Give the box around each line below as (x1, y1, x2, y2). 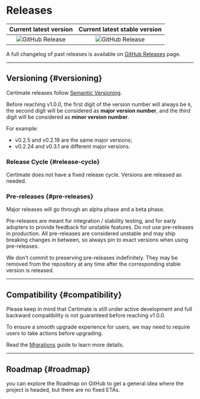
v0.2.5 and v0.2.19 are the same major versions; (14, 136, 133, 144)
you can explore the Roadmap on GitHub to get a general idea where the (6, 379, 184, 387)
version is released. (6, 267, 55, 274)
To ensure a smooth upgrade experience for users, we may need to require (6, 323, 190, 331)
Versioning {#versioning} (6, 73, 102, 83)
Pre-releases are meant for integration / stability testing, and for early (6, 217, 177, 225)
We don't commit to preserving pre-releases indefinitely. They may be (6, 254, 178, 261)
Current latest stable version (78, 25, 162, 33)
